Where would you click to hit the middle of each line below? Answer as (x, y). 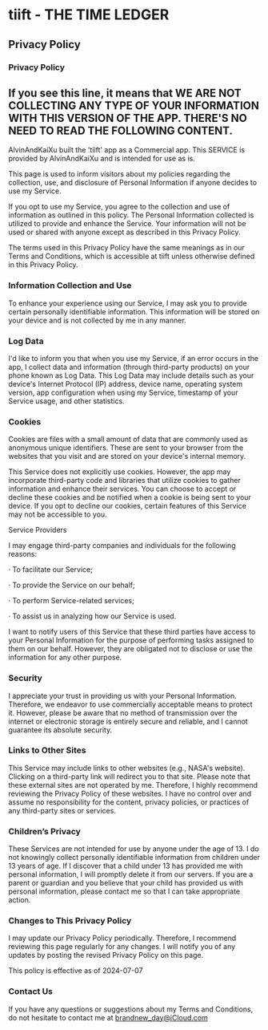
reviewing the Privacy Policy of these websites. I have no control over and (130, 793)
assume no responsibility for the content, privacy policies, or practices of (129, 802)
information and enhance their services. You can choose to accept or (122, 489)
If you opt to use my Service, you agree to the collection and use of (119, 207)
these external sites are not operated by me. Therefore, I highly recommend (133, 785)
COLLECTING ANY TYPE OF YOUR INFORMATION (134, 105)
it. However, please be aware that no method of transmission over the (123, 712)
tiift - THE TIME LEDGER (89, 15)
